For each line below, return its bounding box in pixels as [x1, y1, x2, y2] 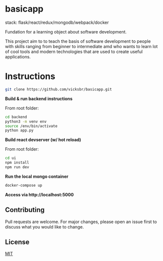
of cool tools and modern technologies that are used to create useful [5, 49, 143, 54]
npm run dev [5, 165, 29, 170]
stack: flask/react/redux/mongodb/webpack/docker [5, 19, 109, 25]
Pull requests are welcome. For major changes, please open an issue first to [5, 219, 157, 225]
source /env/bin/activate [5, 123, 57, 128]
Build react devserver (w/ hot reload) [5, 137, 81, 143]
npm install [5, 160, 29, 165]
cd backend [5, 114, 27, 120]
